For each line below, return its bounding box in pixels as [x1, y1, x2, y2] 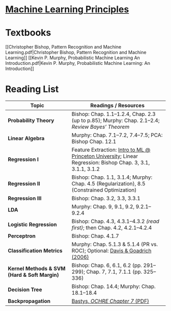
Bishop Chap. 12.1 [71, 138, 117, 145]
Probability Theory [8, 117, 54, 124]
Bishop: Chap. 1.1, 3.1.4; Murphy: [71, 174, 153, 181]
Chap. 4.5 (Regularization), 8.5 [71, 180, 146, 187]
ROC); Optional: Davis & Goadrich [71, 247, 152, 254]
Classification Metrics [8, 247, 63, 254]
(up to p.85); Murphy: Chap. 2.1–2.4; [71, 117, 160, 124]
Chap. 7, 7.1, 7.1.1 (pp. [86, 268, 142, 275]
